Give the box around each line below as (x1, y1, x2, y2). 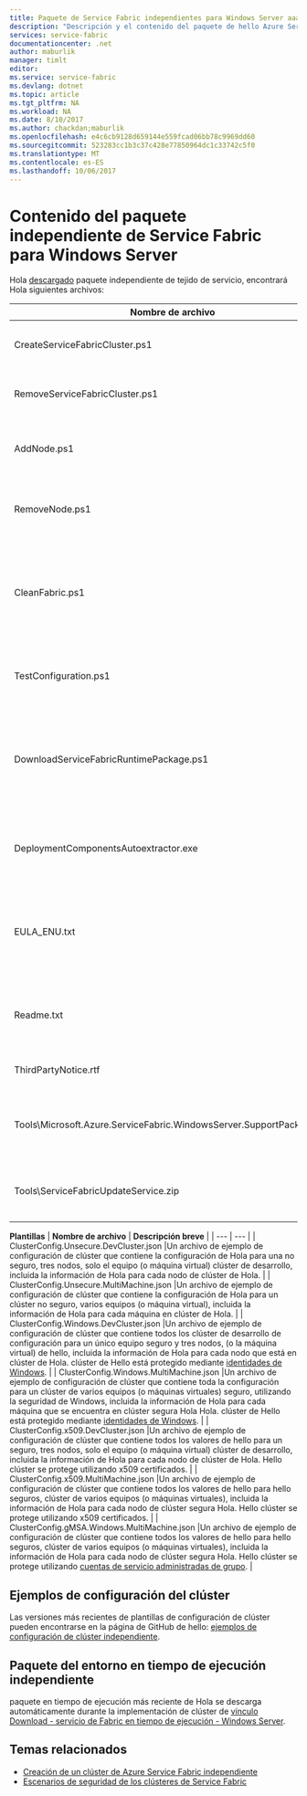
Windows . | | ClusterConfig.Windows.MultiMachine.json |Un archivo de (9, 1367, 277, 1378)
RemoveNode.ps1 (14, 503, 91, 516)
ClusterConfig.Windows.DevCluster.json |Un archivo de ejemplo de (9, 1318, 262, 1329)
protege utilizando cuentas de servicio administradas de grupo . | (9, 1561, 253, 1572)
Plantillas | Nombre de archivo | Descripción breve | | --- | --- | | (9, 1231, 256, 1242)
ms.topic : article (9, 90, 79, 99)
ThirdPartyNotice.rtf (14, 1063, 101, 1076)
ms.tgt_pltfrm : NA (9, 98, 79, 108)
